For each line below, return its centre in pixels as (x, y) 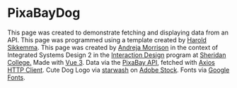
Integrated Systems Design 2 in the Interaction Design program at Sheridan (117, 55)
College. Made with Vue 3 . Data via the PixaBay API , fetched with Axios (111, 62)
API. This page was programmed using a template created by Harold (107, 39)
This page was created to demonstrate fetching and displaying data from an (118, 32)
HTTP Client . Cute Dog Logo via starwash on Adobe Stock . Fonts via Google (118, 70)
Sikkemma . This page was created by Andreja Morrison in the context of (113, 47)
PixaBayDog (44, 13)
